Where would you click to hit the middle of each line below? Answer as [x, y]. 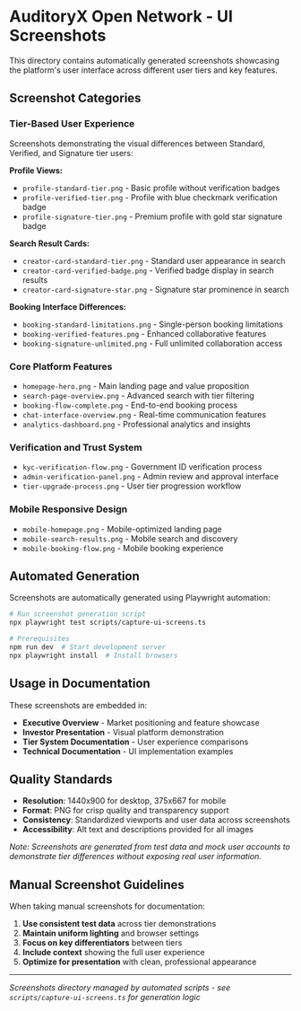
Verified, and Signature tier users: [71, 153]
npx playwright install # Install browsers [94, 655]
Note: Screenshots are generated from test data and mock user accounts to [150, 847]
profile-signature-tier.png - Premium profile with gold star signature [152, 216]
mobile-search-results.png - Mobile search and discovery [130, 538]
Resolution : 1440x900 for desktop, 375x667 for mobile [124, 801]
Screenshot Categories [75, 98]
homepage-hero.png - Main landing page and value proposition [135, 386]
